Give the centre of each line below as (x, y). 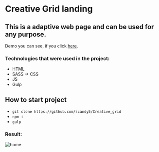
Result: (14, 134)
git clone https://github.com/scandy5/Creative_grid (67, 112)
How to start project (36, 99)
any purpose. (26, 34)
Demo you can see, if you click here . (42, 46)
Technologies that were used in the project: (57, 58)
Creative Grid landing (49, 9)
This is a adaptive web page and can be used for (79, 27)
